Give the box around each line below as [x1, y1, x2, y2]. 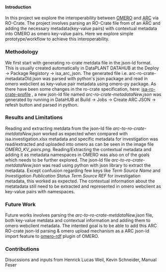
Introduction [5, 4, 31, 10]
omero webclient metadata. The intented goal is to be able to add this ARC [5, 223, 157, 229]
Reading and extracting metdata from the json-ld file [5, 125, 112, 131]
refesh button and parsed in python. [5, 102, 79, 108]
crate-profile [5, 91, 31, 97]
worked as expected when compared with [42, 130, 128, 136]
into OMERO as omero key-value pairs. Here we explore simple [5, 31, 134, 37]
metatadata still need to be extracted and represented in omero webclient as [5, 183, 161, 189]
